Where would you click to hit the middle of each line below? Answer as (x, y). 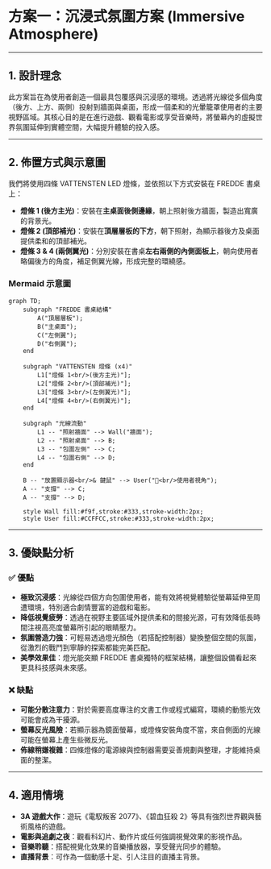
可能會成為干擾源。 (52, 719)
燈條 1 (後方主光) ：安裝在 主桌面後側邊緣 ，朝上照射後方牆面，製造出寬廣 (139, 210)
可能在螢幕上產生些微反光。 (66, 739)
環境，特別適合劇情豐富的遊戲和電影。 (91, 607)
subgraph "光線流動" (55, 423)
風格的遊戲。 (48, 826)
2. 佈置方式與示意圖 (57, 162)
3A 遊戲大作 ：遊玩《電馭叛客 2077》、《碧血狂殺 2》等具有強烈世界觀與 (138, 816)
